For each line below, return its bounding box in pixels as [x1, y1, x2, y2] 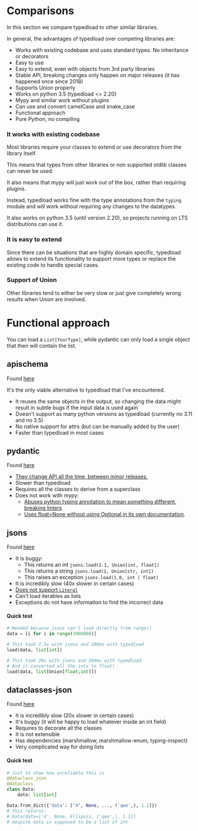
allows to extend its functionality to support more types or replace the [6, 255, 176, 262]
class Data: [6, 786, 36, 793]
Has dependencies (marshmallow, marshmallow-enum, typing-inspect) [15, 737, 188, 744]
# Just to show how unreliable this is [6, 770, 105, 776]
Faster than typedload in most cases [15, 429, 104, 436]
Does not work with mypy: [15, 492, 79, 499]
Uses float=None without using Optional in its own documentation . [24, 511, 186, 518]
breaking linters [24, 504, 62, 511]
